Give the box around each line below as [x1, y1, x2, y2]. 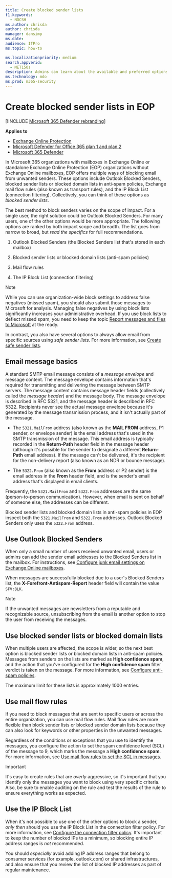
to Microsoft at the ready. [5, 321, 59, 327]
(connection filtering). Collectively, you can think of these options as [5, 191, 149, 198]
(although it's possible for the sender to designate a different [12, 446, 141, 452]
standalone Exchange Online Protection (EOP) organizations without [5, 164, 149, 170]
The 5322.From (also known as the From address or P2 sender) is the [12, 467, 158, 473]
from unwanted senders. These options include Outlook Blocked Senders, [5, 175, 161, 181]
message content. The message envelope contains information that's [5, 376, 152, 382]
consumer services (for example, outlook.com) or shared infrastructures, [5, 855, 159, 862]
